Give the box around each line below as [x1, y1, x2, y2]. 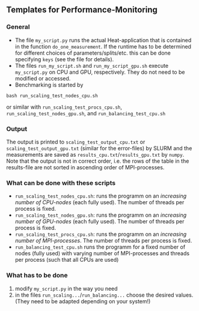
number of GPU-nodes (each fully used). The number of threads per [14, 218, 185, 225]
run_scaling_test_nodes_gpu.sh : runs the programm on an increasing [14, 211, 187, 219]
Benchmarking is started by [14, 81, 84, 88]
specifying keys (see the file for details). [14, 55, 114, 62]
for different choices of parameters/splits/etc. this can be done [14, 49, 171, 56]
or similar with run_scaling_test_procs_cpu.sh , [6, 103, 122, 110]
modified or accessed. [14, 74, 71, 82]
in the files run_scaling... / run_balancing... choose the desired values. [14, 291, 194, 298]
